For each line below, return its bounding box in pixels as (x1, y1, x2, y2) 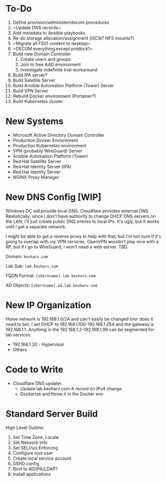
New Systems (5, 116, 64, 127)
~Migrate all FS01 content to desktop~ (12, 40, 91, 46)
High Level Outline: (5, 425, 44, 430)
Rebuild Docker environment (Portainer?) (12, 93, 96, 99)
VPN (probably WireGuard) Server (12, 148, 83, 154)
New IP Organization (5, 300, 91, 311)
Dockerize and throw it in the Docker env (20, 391, 103, 397)
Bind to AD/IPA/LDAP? (12, 466, 58, 472)
